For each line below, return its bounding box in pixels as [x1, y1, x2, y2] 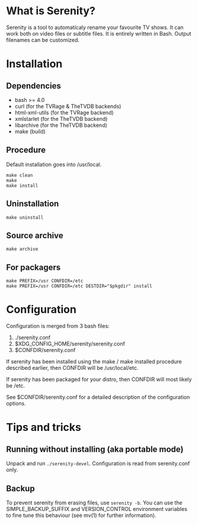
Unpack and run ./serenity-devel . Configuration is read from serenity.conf [6, 460, 190, 467]
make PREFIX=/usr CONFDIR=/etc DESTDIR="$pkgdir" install [6, 283, 152, 289]
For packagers [6, 262, 61, 272]
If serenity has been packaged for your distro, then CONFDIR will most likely [6, 376, 192, 383]
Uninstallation [6, 199, 59, 209]
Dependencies [6, 81, 61, 91]
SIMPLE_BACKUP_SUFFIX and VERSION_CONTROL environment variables [6, 505, 188, 512]
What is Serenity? [6, 4, 96, 18]
